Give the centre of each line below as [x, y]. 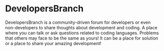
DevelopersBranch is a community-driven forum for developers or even [78, 22]
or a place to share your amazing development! [53, 43]
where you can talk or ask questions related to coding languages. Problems [82, 33]
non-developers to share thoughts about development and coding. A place [81, 27]
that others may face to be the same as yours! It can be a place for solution [82, 38]
